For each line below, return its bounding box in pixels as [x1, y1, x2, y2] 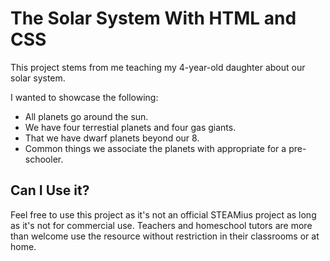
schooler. [24, 153, 64, 165]
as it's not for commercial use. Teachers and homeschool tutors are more [10, 219, 313, 231]
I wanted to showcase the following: [10, 91, 159, 103]
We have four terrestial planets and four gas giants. [24, 121, 237, 133]
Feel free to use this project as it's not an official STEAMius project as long [10, 208, 317, 221]
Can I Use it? [10, 182, 90, 199]
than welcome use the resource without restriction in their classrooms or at [10, 230, 320, 242]
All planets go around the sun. [24, 110, 149, 122]
